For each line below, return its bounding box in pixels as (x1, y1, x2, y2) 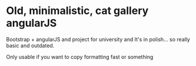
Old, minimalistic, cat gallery (6, 4, 149, 18)
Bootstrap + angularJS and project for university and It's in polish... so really (6, 36, 190, 43)
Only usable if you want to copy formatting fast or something (6, 53, 154, 60)
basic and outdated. (6, 42, 55, 49)
